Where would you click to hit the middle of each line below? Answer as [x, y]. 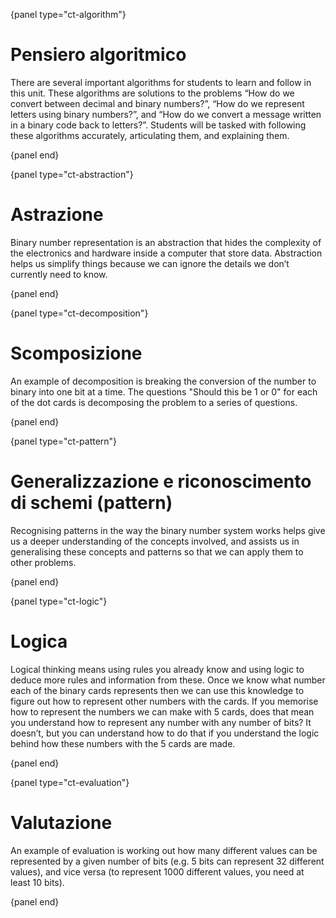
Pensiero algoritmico [98, 55]
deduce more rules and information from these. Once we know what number [168, 680]
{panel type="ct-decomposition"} [79, 313]
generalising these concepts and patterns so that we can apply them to [157, 551]
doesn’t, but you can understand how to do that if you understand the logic [165, 733]
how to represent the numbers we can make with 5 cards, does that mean [162, 711]
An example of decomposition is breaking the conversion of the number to [163, 381]
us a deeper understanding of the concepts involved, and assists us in [155, 541]
